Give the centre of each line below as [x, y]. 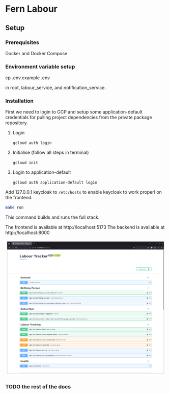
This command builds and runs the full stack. [52, 217]
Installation [20, 101]
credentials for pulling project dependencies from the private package [79, 118]
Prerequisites [22, 42]
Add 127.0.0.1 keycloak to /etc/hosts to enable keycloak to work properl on [83, 192]
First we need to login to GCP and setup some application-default [74, 112]
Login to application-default [42, 172]
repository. [17, 123]
